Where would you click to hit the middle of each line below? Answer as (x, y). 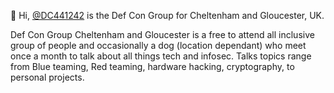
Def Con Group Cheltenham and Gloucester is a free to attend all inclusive (162, 34)
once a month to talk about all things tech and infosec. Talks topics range (161, 56)
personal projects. (47, 77)
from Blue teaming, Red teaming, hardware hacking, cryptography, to (152, 66)
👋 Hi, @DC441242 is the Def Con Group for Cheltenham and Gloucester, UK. (167, 15)
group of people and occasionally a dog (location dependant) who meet (158, 45)
